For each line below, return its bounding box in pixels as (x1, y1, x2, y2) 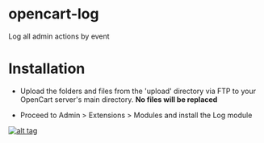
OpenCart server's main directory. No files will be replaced (19, 94, 218, 104)
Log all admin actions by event (8, 31, 111, 41)
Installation (8, 59, 86, 78)
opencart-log (8, 5, 99, 23)
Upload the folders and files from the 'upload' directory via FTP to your (19, 86, 257, 96)
